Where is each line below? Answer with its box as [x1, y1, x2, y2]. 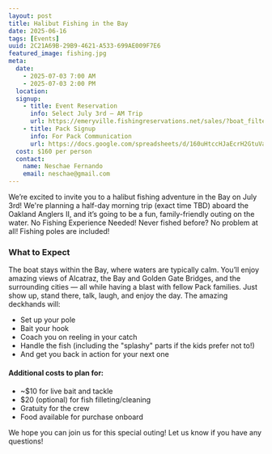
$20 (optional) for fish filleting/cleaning [19, 394, 151, 405]
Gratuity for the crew [19, 403, 91, 413]
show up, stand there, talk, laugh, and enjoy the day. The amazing [8, 291, 228, 300]
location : [15, 87, 49, 95]
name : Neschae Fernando [23, 163, 104, 171]
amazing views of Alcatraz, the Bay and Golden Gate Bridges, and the [8, 274, 241, 283]
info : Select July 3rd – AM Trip [29, 110, 143, 118]
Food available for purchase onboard [19, 412, 143, 422]
